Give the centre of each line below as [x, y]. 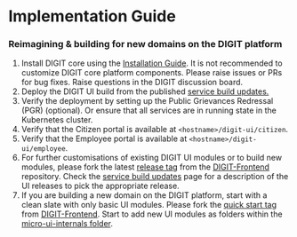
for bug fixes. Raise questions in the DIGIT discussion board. [132, 83]
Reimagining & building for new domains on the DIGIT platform [145, 44]
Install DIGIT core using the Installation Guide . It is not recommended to [152, 63]
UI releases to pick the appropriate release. [100, 186]
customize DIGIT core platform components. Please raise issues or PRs [152, 73]
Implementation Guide [92, 16]
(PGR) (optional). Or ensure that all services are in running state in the [148, 111]
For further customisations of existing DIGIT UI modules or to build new [151, 158]
